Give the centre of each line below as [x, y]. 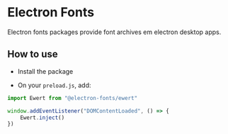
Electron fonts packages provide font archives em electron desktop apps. [114, 32]
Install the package [45, 71]
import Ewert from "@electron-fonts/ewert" [73, 98]
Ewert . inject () [42, 118]
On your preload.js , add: [54, 85]
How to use [33, 54]
